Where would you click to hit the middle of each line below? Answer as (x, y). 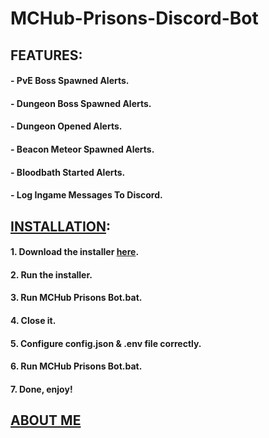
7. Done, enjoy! (41, 389)
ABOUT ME (46, 420)
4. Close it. (33, 320)
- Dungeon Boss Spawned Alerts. (81, 103)
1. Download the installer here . (75, 252)
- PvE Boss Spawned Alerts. (70, 81)
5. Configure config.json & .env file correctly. (106, 343)
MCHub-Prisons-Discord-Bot (134, 18)
